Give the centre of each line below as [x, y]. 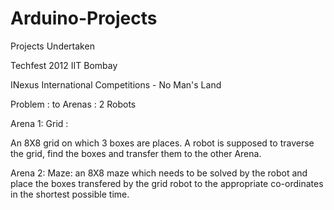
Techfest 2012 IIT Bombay [64, 65]
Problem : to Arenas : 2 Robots [73, 104]
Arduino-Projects [84, 18]
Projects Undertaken [52, 46]
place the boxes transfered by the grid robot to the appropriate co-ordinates [167, 183]
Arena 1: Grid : [39, 123]
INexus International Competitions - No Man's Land [116, 84]
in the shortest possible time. [70, 194]
